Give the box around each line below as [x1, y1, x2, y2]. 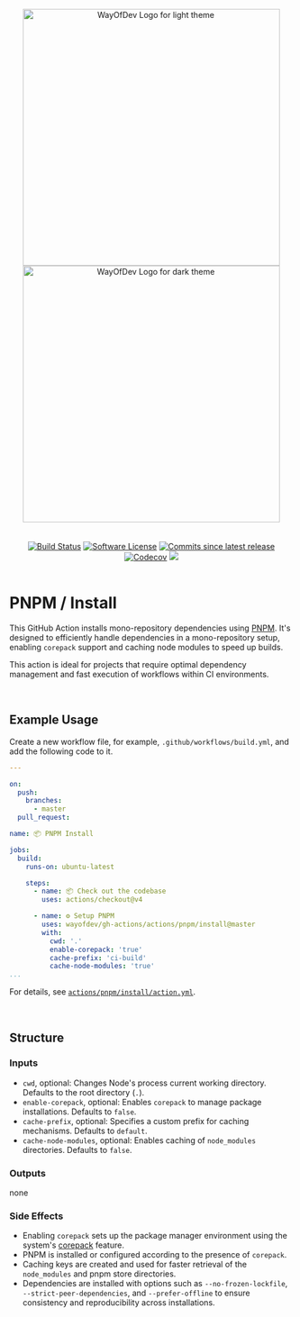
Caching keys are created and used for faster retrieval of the [22, 1259, 248, 1270]
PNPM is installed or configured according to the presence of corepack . [22, 1249, 287, 1260]
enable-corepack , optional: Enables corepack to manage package [22, 1096, 262, 1107]
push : [17, 787, 39, 797]
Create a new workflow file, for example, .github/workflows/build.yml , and [9, 736, 290, 747]
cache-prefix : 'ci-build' [49, 953, 147, 962]
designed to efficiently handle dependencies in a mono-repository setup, [9, 631, 281, 642]
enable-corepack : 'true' [49, 945, 143, 954]
